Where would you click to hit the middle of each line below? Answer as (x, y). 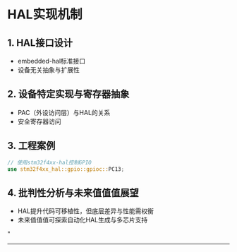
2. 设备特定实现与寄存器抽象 (68, 94)
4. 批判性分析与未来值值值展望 (73, 192)
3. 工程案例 (31, 146)
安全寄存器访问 (39, 121)
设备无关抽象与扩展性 (48, 70)
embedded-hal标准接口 (51, 61)
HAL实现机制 (45, 14)
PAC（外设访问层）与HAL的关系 (64, 112)
